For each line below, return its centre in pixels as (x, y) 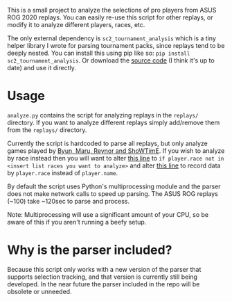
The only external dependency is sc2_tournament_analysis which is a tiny (112, 38)
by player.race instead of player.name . (63, 172)
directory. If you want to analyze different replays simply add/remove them (114, 122)
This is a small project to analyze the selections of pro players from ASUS (112, 10)
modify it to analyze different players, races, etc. (76, 25)
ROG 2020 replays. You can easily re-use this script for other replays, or (110, 17)
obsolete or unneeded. (39, 291)
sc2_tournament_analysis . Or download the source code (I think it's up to (111, 60)
